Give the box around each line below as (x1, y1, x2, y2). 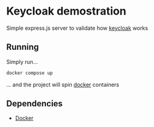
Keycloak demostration (6, 4, 127, 18)
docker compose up (6, 70, 53, 76)
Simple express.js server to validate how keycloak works (6, 24, 148, 32)
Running (6, 42, 40, 52)
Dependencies (6, 98, 63, 109)
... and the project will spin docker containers (6, 81, 120, 88)
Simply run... (6, 58, 38, 65)
